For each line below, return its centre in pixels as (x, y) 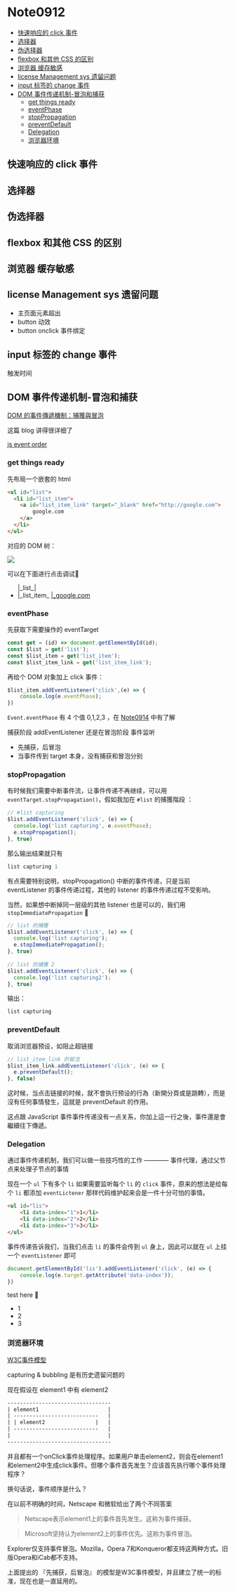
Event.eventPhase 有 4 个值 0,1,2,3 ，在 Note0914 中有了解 (91, 718)
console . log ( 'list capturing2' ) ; (62, 978)
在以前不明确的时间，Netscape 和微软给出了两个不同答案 (90, 1504)
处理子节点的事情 (44, 1169)
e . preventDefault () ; (43, 1072)
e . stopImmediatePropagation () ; (59, 945)
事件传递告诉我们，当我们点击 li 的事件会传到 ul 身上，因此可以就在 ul (110, 1246)
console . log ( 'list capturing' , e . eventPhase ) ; (83, 826)
